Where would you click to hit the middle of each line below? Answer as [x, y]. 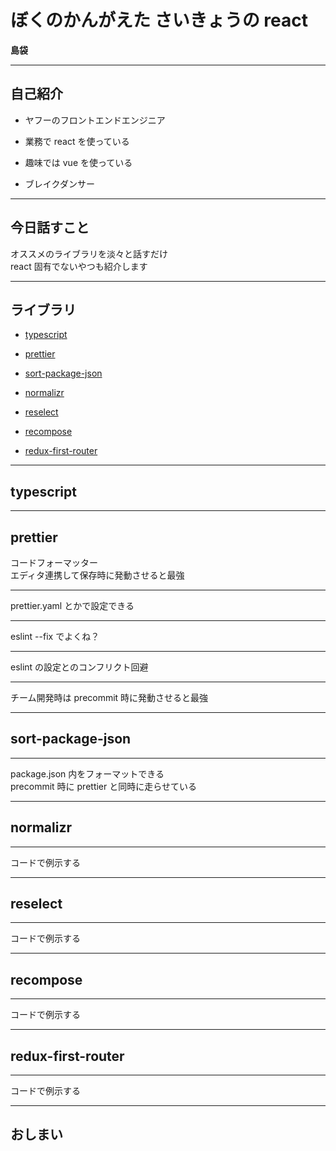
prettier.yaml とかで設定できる [72, 605]
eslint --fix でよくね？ [55, 636]
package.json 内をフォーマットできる [87, 773]
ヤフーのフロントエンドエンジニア [95, 120]
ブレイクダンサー [59, 183]
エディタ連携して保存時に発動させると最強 [97, 575]
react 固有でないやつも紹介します [79, 266]
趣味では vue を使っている [78, 162]
